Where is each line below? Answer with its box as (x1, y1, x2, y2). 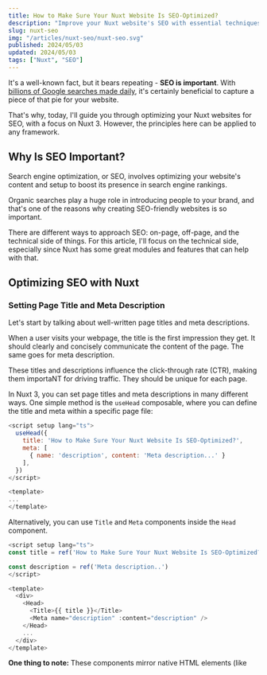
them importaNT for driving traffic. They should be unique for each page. (8, 374, 248, 384)
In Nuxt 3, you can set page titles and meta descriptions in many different (8, 389, 249, 399)
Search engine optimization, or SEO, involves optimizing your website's (8, 171, 241, 181)
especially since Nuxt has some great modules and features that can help (8, 244, 249, 254)
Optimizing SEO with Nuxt (8, 276, 139, 290)
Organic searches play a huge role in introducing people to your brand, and (8, 195, 254, 205)
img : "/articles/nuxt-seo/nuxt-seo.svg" (8, 33, 145, 42)
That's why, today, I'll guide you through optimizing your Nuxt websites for (8, 110, 252, 119)
